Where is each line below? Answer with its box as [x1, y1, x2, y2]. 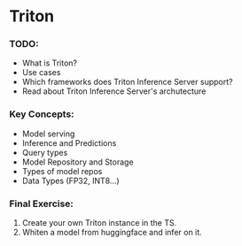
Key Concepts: [9, 108, 74, 120]
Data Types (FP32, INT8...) [21, 175, 120, 186]
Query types [21, 147, 68, 158]
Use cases [21, 67, 61, 78]
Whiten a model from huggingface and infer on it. [21, 227, 202, 238]
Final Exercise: [9, 197, 74, 210]
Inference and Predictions [21, 137, 117, 148]
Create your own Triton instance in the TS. [21, 218, 177, 228]
